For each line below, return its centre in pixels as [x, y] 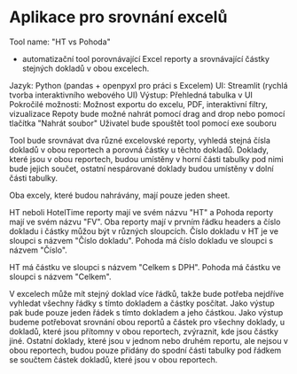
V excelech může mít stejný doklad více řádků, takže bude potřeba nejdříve [147, 293]
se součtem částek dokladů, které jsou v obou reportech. [113, 359]
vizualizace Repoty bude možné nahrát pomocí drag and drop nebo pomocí [147, 113]
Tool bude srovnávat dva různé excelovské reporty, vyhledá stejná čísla [140, 140]
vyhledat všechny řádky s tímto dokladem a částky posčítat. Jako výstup [142, 303]
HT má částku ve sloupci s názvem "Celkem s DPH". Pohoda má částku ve [145, 267]
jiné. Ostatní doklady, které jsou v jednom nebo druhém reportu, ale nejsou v [148, 340]
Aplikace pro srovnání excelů [118, 17]
